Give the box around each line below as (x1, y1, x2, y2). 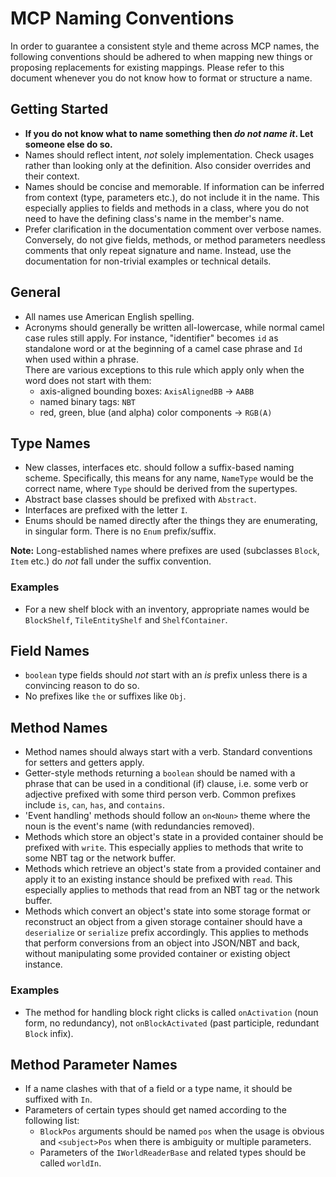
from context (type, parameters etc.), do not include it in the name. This (24, 191, 320, 203)
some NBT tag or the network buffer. (24, 852, 177, 864)
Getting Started (10, 101, 109, 118)
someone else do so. (24, 138, 113, 150)
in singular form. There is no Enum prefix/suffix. (24, 525, 217, 537)
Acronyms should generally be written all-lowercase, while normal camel (24, 321, 325, 333)
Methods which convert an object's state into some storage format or (24, 905, 312, 917)
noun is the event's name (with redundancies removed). (24, 820, 255, 832)
